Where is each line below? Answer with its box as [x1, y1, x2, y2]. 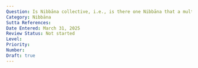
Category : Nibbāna [6, 14, 51, 20]
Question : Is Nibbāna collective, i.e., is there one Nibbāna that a [6, 8, 181, 15]
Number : [6, 47, 25, 53]
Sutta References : [6, 20, 51, 25]
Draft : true [6, 53, 35, 59]
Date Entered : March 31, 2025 [6, 25, 81, 31]
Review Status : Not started [6, 31, 75, 37]
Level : [6, 36, 22, 42]
